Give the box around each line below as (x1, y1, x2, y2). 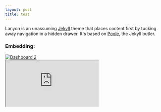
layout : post (5, 7, 32, 12)
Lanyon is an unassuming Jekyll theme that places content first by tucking (5, 25, 157, 31)
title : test (5, 12, 30, 17)
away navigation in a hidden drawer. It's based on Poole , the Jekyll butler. (5, 31, 156, 37)
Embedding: (5, 43, 35, 50)
